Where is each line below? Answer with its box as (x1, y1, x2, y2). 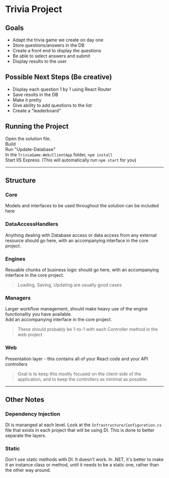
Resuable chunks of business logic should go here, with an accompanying (5, 267, 159, 273)
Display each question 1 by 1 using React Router (12, 86, 112, 92)
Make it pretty (12, 97, 42, 103)
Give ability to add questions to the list (12, 102, 92, 108)
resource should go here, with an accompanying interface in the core (5, 237, 148, 244)
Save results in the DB (12, 92, 59, 98)
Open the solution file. (5, 135, 51, 141)
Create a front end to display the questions (12, 48, 102, 53)
